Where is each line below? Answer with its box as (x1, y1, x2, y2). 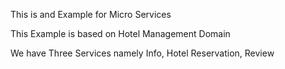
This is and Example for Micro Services (10, 9, 172, 20)
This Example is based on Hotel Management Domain (10, 28, 231, 39)
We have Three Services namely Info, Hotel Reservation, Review (10, 47, 275, 59)
